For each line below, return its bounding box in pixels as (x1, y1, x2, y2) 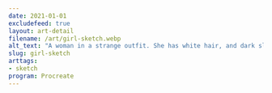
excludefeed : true (8, 19, 70, 27)
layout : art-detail (8, 27, 74, 35)
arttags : (8, 57, 38, 66)
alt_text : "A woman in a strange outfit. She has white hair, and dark (8, 42, 255, 50)
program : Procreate (8, 72, 74, 80)
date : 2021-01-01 (8, 11, 67, 20)
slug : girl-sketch (8, 49, 70, 57)
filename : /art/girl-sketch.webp (8, 34, 121, 43)
